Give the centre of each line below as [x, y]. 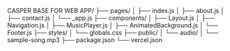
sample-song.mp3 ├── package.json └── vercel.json [85, 40]
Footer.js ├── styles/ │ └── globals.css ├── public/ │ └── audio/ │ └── [113, 32]
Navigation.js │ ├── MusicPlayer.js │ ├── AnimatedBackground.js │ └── [113, 25]
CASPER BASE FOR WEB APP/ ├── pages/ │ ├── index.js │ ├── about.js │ [116, 11]
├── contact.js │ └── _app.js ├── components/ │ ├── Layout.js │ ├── [111, 18]
